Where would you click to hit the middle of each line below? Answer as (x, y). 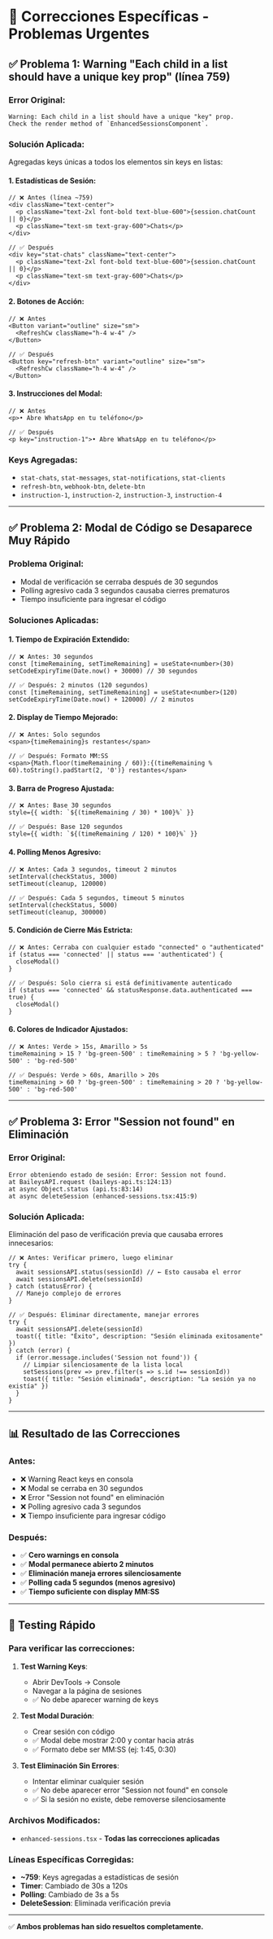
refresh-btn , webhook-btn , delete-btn (82, 486)
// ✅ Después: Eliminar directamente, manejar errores (104, 1314)
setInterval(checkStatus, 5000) (63, 905)
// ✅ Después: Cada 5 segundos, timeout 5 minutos (97, 898)
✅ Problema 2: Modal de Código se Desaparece (130, 528)
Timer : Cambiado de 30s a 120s (74, 1886)
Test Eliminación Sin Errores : (69, 1766)
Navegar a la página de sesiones (87, 1691)
